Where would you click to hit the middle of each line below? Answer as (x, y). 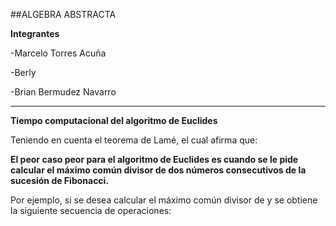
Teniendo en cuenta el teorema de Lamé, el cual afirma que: (134, 140)
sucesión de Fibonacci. (60, 180)
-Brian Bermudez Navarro (63, 92)
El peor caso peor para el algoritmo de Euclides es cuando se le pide (154, 159)
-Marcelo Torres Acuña (58, 53)
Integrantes (35, 33)
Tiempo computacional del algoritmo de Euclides (114, 120)
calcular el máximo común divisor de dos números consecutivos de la (158, 170)
